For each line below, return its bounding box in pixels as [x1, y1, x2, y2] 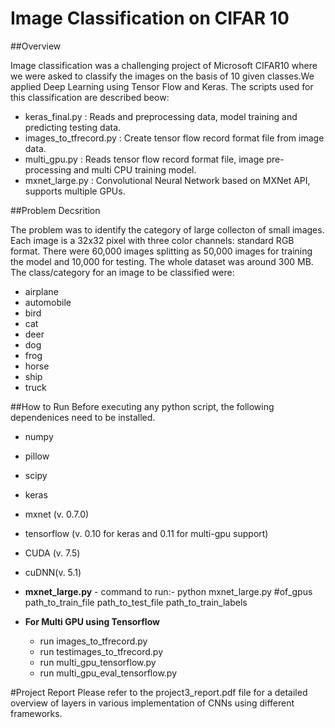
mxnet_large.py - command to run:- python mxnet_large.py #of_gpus [24, 585, 313, 597]
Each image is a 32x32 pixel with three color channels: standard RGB [10, 234, 295, 246]
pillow [24, 450, 50, 462]
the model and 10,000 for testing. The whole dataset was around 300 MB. [10, 255, 314, 267]
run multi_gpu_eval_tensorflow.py [39, 667, 178, 679]
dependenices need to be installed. [10, 411, 156, 423]
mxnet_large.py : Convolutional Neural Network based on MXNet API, [24, 174, 311, 186]
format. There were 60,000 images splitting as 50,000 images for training [10, 245, 313, 257]
